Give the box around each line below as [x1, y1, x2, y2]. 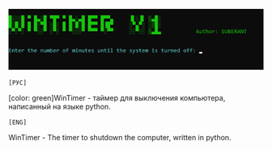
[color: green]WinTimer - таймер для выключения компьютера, [8, 93, 226, 103]
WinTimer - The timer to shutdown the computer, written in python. [8, 133, 232, 143]
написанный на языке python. [8, 102, 111, 112]
